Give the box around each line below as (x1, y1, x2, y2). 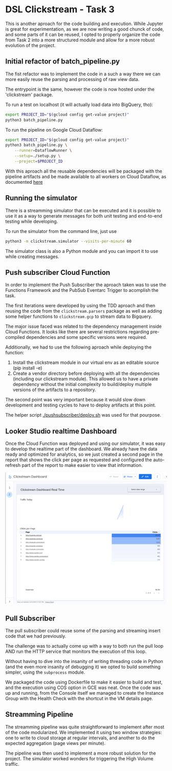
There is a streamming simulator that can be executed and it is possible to (5, 207, 161, 213)
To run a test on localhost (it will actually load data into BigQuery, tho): (5, 101, 154, 108)
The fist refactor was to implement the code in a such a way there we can (5, 71, 161, 77)
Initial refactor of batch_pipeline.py (5, 57, 120, 66)
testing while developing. (5, 218, 58, 224)
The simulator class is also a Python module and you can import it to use (5, 248, 159, 254)
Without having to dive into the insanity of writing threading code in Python (5, 658, 163, 664)
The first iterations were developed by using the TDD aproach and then (5, 303, 156, 309)
